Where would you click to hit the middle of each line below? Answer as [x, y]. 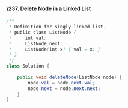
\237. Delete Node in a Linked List [49, 8]
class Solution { [28, 66]
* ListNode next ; [36, 43]
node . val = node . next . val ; [62, 83]
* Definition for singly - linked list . [57, 27]
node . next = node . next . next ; [64, 88]
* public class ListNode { [43, 32]
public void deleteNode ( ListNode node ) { [69, 77]
